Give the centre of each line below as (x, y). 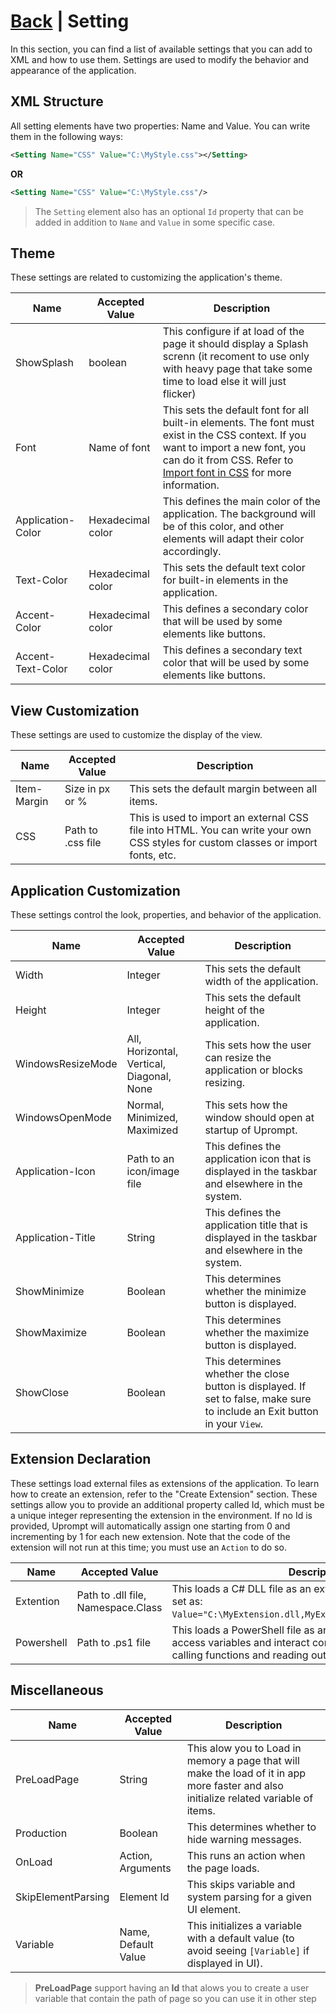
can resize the (238, 1057)
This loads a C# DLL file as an (241, 1588)
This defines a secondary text (232, 650)
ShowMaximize (51, 1332)
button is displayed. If (255, 1386)
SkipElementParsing (62, 1897)
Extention (37, 1601)
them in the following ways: (66, 136)
